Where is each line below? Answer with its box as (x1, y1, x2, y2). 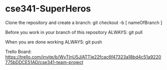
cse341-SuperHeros (5, 3, 91, 14)
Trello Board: (5, 48, 32, 54)
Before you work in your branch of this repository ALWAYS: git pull (5, 29, 143, 35)
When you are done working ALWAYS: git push (5, 38, 102, 45)
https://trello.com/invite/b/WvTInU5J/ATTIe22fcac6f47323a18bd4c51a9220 (5, 53, 161, 60)
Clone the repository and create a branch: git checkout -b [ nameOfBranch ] (5, 19, 162, 25)
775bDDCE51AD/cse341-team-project (5, 59, 84, 65)
